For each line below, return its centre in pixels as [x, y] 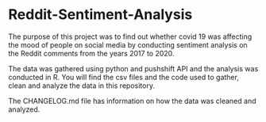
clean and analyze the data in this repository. [81, 86]
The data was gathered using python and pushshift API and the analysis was [133, 68]
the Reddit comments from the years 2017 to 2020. [91, 53]
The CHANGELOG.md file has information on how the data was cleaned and [132, 101]
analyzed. [24, 109]
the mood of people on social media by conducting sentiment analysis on [128, 44]
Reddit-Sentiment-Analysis [100, 15]
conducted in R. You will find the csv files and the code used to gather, [124, 77]
